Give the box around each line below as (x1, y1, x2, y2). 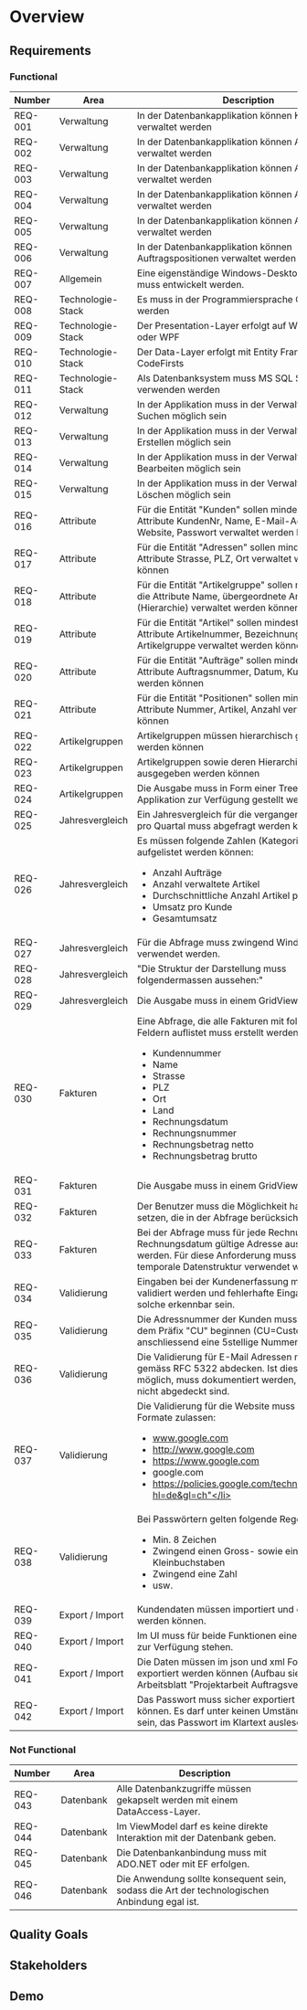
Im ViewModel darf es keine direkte (116, 1820, 269, 1833)
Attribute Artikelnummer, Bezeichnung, (136, 628, 303, 640)
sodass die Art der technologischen (116, 1884, 270, 1897)
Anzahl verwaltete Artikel (152, 877, 260, 890)
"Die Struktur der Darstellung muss (136, 962, 287, 975)
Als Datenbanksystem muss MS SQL (136, 372, 294, 385)
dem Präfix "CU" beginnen (136, 1324, 251, 1337)
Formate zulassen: (136, 1411, 217, 1423)
